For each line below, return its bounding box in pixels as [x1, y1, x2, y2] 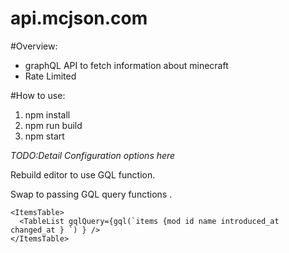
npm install [24, 108, 71, 121]
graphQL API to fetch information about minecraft [24, 59, 229, 71]
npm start [24, 130, 65, 142]
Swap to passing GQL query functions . [10, 188, 173, 200]
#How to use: [10, 89, 66, 101]
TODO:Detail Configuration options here [10, 149, 176, 161]
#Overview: [10, 40, 58, 52]
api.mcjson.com [10, 7, 148, 30]
